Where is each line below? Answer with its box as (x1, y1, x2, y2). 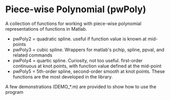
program (5, 89, 24, 95)
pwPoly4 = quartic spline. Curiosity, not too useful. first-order (12, 57, 143, 63)
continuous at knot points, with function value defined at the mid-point (12, 63, 162, 69)
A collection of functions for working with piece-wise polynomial (5, 20, 142, 27)
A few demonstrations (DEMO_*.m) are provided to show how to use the (5, 83, 157, 90)
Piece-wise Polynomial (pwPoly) (5, 4, 146, 15)
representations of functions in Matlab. (5, 26, 88, 32)
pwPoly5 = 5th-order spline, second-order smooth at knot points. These (12, 68, 165, 74)
